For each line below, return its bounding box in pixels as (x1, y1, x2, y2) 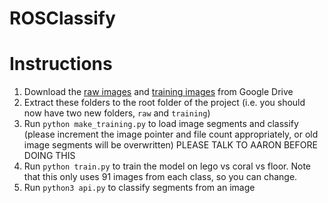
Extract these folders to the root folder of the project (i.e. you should (23, 97, 306, 109)
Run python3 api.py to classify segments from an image (23, 182, 256, 194)
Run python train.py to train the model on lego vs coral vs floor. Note (23, 160, 311, 172)
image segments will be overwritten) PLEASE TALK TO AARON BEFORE (23, 139, 318, 151)
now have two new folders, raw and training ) (23, 107, 211, 119)
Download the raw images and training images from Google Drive (23, 86, 294, 98)
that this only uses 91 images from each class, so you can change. (23, 171, 298, 183)
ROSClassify (9, 7, 116, 30)
